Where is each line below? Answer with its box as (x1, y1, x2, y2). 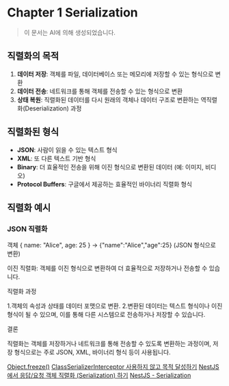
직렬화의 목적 (7, 50, 59, 62)
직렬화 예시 (7, 202, 51, 213)
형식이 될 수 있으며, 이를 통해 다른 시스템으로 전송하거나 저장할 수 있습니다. (7, 311, 206, 319)
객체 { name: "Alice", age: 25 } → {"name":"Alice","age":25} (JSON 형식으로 (7, 241, 217, 250)
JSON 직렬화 (7, 224, 48, 234)
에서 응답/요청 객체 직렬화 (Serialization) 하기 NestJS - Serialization (7, 372, 191, 380)
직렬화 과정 (7, 287, 37, 295)
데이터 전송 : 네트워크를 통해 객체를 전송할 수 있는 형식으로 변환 (16, 87, 183, 95)
